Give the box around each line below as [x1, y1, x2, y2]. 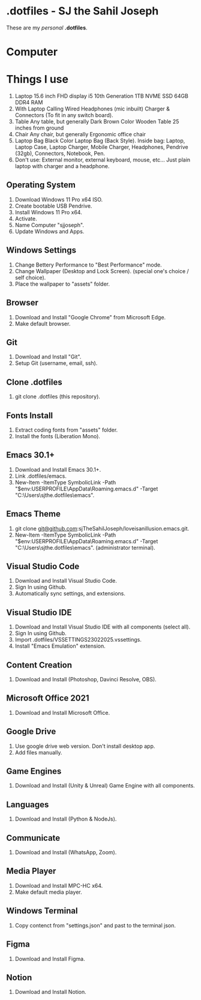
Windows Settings [6, 245, 77, 256]
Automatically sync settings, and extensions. [14, 590, 126, 597]
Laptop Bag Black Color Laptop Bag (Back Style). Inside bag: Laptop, [14, 137, 185, 145]
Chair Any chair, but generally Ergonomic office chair [14, 131, 146, 138]
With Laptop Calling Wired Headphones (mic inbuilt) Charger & [14, 105, 170, 112]
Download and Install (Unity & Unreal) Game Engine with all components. [14, 782, 195, 789]
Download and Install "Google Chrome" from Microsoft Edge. [14, 313, 166, 321]
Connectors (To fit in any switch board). [14, 112, 113, 119]
